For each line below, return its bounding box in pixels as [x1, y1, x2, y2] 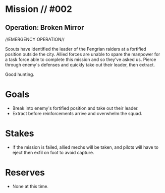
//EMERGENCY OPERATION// [5, 36, 65, 42]
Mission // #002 [5, 3, 72, 15]
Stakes [5, 128, 34, 139]
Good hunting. [5, 71, 35, 77]
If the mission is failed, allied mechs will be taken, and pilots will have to [12, 144, 159, 150]
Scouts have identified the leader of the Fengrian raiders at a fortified [5, 46, 147, 52]
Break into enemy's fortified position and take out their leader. [12, 105, 139, 111]
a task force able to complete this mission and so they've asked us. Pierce [5, 57, 157, 63]
